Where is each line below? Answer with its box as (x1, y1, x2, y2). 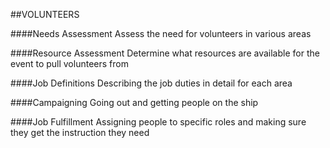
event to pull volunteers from (10, 58, 129, 69)
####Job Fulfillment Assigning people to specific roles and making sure (10, 116, 307, 128)
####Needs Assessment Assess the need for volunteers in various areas (10, 28, 312, 39)
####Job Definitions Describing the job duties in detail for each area (10, 77, 293, 89)
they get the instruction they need (10, 127, 150, 138)
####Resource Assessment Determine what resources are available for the (10, 47, 320, 59)
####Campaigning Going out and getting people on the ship (10, 97, 259, 108)
